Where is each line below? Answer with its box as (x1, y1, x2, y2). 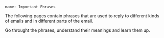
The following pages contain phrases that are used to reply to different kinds (5, 13, 160, 19)
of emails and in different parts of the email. (5, 18, 94, 24)
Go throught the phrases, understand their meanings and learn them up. (5, 27, 150, 33)
